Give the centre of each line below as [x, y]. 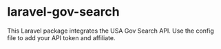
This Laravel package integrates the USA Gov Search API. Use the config [111, 31]
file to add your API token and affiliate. [61, 37]
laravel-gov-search [63, 12]
